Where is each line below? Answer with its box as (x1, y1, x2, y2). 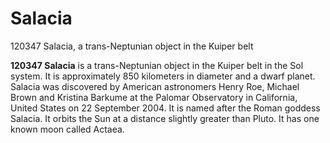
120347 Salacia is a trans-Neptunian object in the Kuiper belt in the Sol (10, 59, 304, 71)
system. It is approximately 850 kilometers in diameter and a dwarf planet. (10, 70, 316, 82)
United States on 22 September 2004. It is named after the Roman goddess (10, 102, 321, 114)
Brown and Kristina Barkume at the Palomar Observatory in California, (10, 91, 298, 103)
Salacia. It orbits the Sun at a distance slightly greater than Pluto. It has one (10, 112, 320, 124)
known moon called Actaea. (10, 123, 125, 135)
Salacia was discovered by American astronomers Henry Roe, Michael (10, 80, 300, 92)
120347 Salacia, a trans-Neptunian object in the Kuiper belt (10, 40, 254, 52)
